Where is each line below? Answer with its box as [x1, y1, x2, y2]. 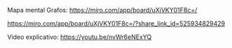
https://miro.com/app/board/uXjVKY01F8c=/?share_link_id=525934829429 [7, 19, 226, 27]
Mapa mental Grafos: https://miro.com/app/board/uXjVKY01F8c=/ [7, 6, 198, 14]
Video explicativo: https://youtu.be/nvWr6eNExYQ [7, 33, 152, 41]
